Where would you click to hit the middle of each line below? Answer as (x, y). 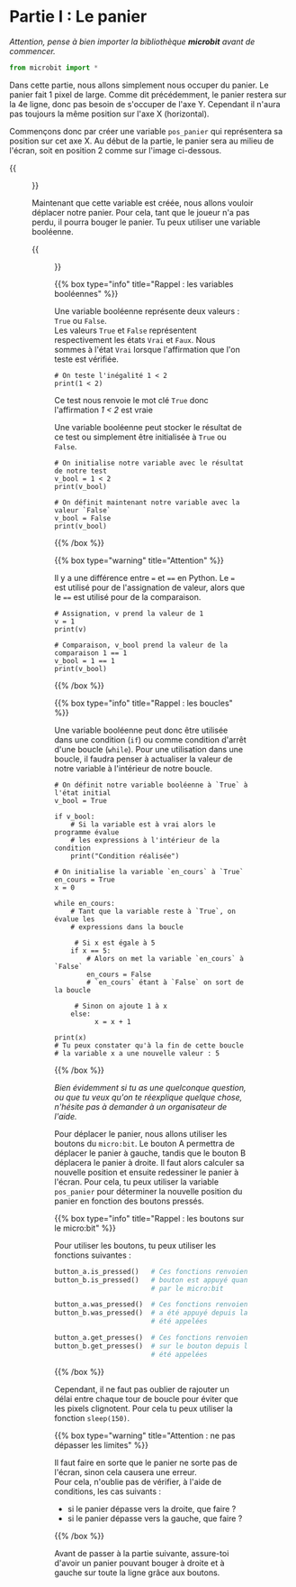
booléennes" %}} (86, 293)
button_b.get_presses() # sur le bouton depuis (147, 1346)
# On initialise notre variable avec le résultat (149, 463)
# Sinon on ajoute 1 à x (121, 1006)
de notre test (81, 471)
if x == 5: (91, 950)
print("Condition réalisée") (125, 856)
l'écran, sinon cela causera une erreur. (126, 1472)
